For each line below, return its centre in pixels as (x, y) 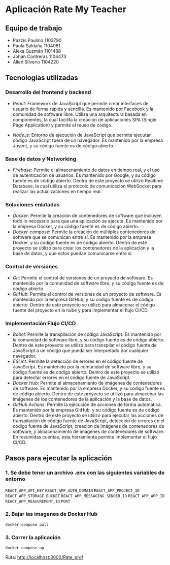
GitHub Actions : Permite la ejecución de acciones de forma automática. (87, 404)
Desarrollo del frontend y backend (48, 92)
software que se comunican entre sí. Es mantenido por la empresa (82, 237)
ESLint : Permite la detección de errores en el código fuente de (78, 361)
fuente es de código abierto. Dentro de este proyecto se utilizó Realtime (88, 180)
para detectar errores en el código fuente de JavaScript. (72, 378)
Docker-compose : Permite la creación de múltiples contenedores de (84, 232)
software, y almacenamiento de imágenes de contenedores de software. (88, 431)
